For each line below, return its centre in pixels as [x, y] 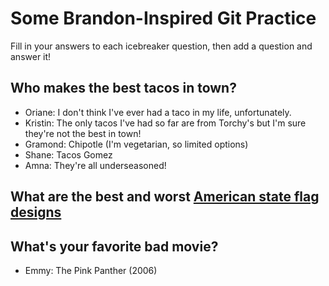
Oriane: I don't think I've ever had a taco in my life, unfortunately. [158, 112]
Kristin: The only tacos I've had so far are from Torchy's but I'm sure [165, 123]
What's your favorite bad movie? [114, 246]
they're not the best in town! [83, 133]
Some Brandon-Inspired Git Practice [163, 18]
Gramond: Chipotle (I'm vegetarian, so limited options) [136, 144]
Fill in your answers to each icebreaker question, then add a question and [161, 46]
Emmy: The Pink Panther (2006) [91, 270]
